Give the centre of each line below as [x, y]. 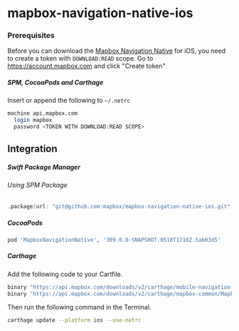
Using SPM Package [37, 185]
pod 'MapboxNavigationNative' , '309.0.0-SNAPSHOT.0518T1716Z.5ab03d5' [114, 240]
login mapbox [33, 120]
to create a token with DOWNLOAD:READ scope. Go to [80, 58]
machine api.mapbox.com [43, 113]
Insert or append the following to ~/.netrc [69, 101]
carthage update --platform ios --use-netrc [74, 320]
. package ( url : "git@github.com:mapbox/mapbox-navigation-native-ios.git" [119, 207]
